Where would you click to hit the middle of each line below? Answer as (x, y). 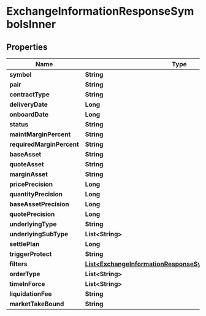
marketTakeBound (37, 304)
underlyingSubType (39, 234)
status (19, 124)
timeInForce (27, 284)
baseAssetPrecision (39, 204)
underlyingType (33, 224)
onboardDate (29, 114)
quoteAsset (27, 164)
